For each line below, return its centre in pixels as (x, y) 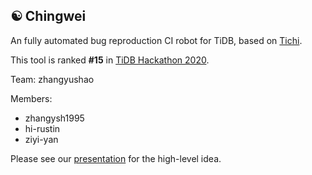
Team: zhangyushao (52, 79)
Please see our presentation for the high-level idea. (116, 158)
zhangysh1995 (54, 118)
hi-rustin (42, 128)
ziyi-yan (41, 139)
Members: (31, 98)
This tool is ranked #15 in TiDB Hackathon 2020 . (110, 60)
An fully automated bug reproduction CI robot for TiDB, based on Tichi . (156, 40)
